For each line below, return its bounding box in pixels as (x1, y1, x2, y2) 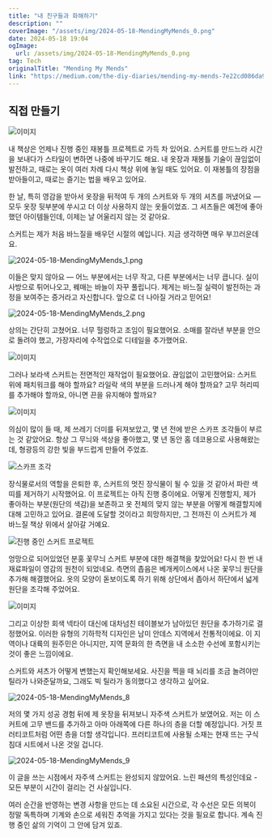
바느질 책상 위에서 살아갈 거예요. (8, 520, 111, 529)
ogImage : (8, 42, 38, 50)
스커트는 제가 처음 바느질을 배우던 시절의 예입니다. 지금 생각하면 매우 (8, 229, 224, 239)
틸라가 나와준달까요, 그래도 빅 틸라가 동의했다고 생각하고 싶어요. (8, 677, 210, 686)
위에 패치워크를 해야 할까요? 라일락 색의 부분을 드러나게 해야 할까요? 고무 (8, 380, 238, 389)
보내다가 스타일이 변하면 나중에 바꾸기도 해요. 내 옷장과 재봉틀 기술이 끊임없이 (16, 155, 261, 164)
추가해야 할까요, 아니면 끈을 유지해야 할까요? (16, 390, 157, 400)
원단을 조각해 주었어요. (8, 584, 80, 594)
